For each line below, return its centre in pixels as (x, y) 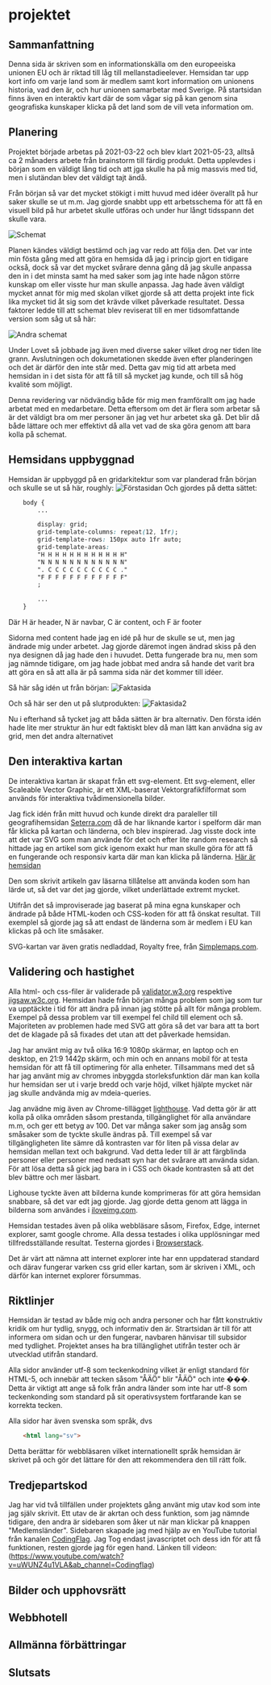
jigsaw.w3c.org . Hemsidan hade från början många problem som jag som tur (135, 1000)
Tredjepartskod (48, 1485)
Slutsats (29, 1672)
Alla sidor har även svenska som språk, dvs (81, 1421)
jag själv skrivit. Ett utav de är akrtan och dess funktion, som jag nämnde (129, 1513)
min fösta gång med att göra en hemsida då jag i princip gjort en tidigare (128, 258)
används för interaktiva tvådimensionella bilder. (87, 798)
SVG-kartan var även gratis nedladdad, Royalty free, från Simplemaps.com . (133, 946)
